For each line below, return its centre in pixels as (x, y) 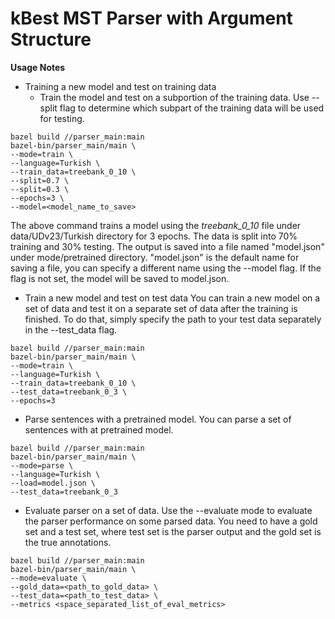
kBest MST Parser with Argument (151, 18)
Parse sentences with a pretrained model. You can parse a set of (158, 419)
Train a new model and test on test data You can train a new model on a (172, 298)
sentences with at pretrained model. (99, 429)
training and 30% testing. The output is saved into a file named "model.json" (167, 246)
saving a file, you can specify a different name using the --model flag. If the (166, 268)
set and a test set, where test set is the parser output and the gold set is (173, 531)
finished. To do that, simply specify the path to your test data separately (173, 319)
